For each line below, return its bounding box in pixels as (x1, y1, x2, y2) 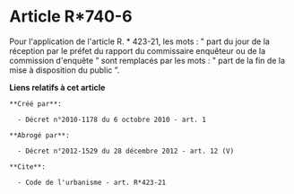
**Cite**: (9, 162, 47, 172)
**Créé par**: (9, 99, 63, 109)
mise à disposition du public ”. (9, 65, 120, 75)
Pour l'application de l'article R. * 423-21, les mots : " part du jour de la (9, 36, 271, 47)
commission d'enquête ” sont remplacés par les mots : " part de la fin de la (9, 55, 285, 66)
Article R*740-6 (9, 6, 133, 27)
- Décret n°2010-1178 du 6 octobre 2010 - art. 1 (17, 115, 206, 124)
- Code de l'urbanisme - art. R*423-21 (17, 178, 167, 187)
